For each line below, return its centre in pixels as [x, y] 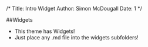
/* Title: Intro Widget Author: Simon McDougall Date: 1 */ [74, 9]
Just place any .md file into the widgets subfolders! [77, 37]
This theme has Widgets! [45, 31]
